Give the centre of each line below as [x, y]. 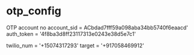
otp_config [34, 11]
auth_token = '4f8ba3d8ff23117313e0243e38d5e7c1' [71, 33]
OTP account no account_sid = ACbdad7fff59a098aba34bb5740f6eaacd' [97, 27]
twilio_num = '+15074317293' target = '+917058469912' [75, 45]
